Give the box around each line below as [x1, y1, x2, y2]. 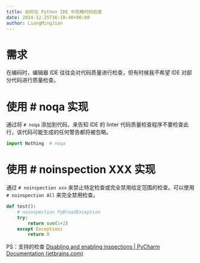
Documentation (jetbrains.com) [6, 250, 83, 257]
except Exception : [17, 226, 63, 232]
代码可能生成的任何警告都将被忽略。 [22, 128, 112, 136]
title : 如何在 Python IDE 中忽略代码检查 [6, 8, 102, 15]
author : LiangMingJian [6, 20, 63, 26]
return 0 [28, 232, 50, 238]
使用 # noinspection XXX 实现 [6, 163, 156, 177]
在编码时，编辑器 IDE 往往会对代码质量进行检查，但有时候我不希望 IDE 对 [6, 69, 187, 76]
